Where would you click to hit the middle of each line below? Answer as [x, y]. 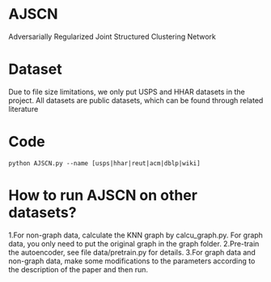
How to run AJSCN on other [103, 195]
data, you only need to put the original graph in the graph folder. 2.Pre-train [134, 243]
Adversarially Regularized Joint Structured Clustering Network [112, 36]
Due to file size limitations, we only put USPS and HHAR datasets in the [127, 92]
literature [23, 109]
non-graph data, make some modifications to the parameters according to [132, 261]
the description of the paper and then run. [78, 269]
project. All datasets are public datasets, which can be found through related [136, 100]
